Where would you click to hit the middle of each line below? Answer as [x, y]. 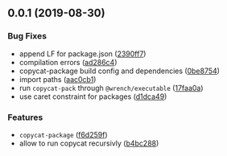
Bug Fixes [27, 36]
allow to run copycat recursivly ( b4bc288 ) [89, 143]
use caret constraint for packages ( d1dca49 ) [93, 96]
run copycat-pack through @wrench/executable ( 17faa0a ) [111, 88]
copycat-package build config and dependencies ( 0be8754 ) [120, 71]
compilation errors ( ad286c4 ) [68, 62]
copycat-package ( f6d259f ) [63, 134]
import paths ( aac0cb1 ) [58, 79]
